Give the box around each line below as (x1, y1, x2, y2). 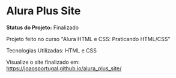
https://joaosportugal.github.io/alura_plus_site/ (6, 64, 122, 72)
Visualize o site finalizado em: (6, 58, 80, 65)
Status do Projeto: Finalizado (6, 24, 79, 31)
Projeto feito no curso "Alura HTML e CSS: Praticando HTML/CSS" (6, 35, 171, 42)
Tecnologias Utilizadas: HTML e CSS (6, 46, 97, 54)
